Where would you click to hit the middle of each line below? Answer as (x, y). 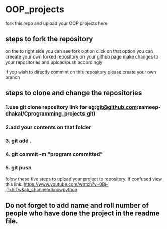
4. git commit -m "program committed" (54, 154)
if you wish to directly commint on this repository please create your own (81, 72)
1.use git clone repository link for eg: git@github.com (71, 107)
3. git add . (18, 141)
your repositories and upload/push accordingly (54, 62)
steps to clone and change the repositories (74, 93)
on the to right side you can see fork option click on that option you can (79, 51)
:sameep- (149, 107)
